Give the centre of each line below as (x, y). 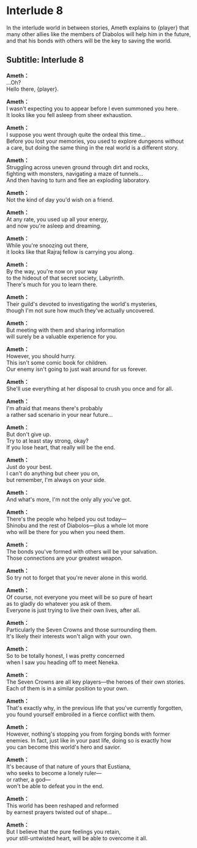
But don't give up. (29, 434)
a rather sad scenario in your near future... (60, 414)
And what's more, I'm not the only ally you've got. (69, 499)
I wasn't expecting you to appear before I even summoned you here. (92, 109)
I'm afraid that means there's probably (54, 408)
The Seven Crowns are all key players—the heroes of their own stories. (96, 682)
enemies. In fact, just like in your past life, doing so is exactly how (89, 740)
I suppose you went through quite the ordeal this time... (76, 134)
